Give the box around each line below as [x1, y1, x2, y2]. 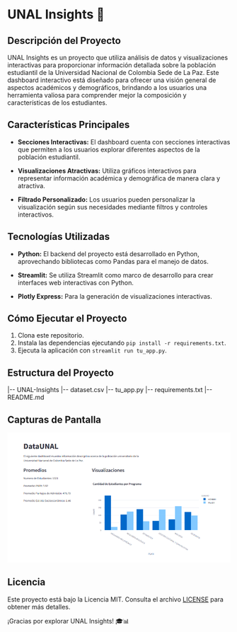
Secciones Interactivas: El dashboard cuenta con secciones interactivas [17, 137, 231, 146]
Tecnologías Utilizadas [7, 231, 110, 243]
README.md [7, 393, 45, 402]
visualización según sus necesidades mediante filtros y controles [17, 202, 208, 211]
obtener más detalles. [7, 602, 71, 611]
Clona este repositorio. [17, 331, 84, 340]
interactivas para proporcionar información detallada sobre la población [7, 61, 216, 69]
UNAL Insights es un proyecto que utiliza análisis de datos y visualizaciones [7, 53, 229, 62]
